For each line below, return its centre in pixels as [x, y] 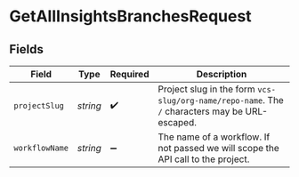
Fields [27, 49]
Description [222, 74]
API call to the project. [204, 159]
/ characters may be [200, 111]
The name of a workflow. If [214, 137]
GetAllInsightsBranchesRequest [130, 16]
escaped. [178, 122]
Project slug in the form [206, 89]
